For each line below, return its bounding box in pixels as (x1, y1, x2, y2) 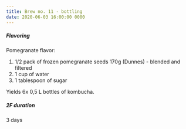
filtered (14, 64, 32, 72)
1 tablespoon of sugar (14, 77, 67, 84)
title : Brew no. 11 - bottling (6, 8, 83, 15)
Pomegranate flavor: (6, 47, 56, 54)
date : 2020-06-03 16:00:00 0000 (6, 14, 85, 20)
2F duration (6, 102, 35, 109)
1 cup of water (14, 71, 49, 78)
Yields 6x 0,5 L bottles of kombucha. (6, 89, 95, 96)
